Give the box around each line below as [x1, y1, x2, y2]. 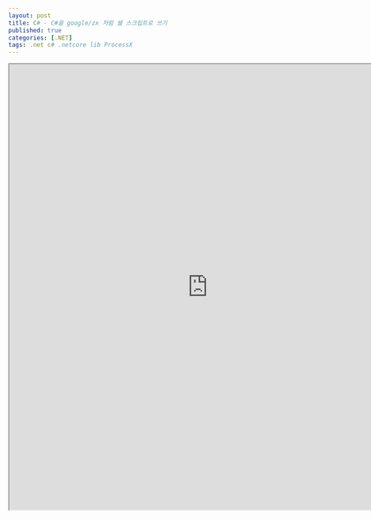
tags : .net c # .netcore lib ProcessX [8, 41, 133, 49]
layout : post [8, 11, 52, 20]
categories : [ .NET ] [8, 33, 73, 42]
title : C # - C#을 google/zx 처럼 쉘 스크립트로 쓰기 [8, 19, 168, 27]
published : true [8, 26, 62, 34]
